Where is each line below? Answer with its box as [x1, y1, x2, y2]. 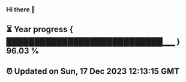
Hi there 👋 [6, 5, 36, 14]
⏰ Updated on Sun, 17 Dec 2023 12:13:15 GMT [6, 66, 180, 76]
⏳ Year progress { [6, 24, 74, 34]
